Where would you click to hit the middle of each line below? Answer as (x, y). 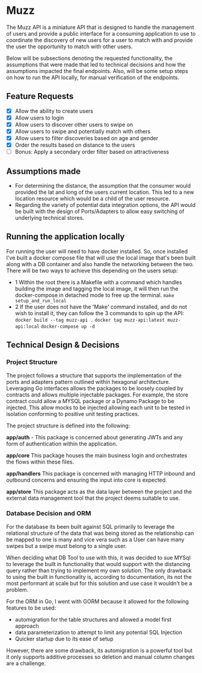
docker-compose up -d (68, 327)
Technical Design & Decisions (63, 345)
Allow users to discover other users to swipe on (74, 124)
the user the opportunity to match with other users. (69, 46)
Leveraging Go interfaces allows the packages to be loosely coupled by (95, 388)
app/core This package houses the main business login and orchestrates (97, 455)
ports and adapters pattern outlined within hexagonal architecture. (88, 381)
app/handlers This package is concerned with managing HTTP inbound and (101, 473)
